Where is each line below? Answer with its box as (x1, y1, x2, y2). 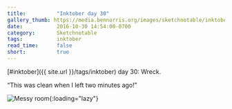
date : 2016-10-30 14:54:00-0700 (7, 23, 131, 30)
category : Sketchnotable (7, 29, 97, 37)
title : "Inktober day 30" (7, 10, 110, 17)
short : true (7, 49, 70, 56)
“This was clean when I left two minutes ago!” (7, 81, 137, 89)
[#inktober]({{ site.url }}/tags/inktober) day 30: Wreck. (7, 67, 162, 76)
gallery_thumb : (7, 17, 51, 23)
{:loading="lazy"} (49, 94, 99, 102)
